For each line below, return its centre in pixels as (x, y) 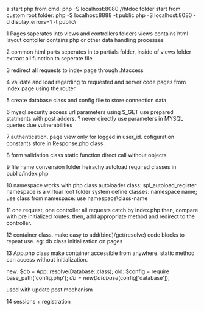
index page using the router (41, 88)
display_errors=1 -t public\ (44, 22)
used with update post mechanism (50, 290)
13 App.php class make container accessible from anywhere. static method (100, 253)
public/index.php (27, 173)
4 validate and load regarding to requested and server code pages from (96, 82)
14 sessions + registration (39, 302)
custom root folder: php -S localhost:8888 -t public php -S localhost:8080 (99, 15)
